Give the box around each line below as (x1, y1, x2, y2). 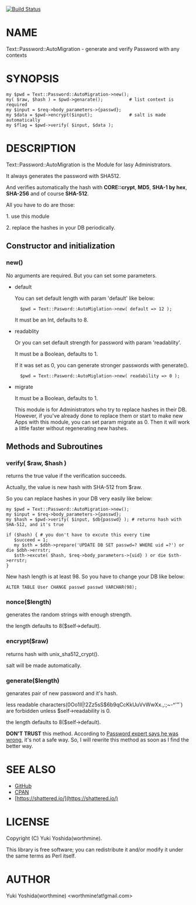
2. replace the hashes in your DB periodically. (6, 224, 116, 231)
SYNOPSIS (6, 72, 60, 86)
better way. (6, 743, 33, 750)
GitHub (14, 783, 32, 790)
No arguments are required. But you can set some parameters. (6, 272, 157, 279)
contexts (6, 52, 27, 59)
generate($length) (6, 677, 60, 685)
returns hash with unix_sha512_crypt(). (6, 650, 99, 657)
